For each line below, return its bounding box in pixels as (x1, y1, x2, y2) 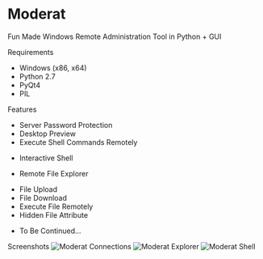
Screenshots (7, 241, 50, 251)
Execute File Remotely (19, 202, 94, 211)
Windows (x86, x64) (19, 62, 87, 73)
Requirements (7, 47, 54, 57)
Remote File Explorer (19, 168, 89, 178)
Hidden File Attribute (19, 210, 89, 219)
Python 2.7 (19, 71, 56, 81)
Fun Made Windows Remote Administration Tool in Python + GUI (7, 32, 222, 41)
